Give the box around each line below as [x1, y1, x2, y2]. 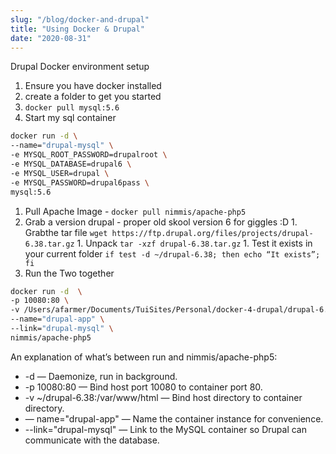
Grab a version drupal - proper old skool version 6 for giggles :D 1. [24, 216, 298, 228]
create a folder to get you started [24, 91, 162, 103]
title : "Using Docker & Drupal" [10, 24, 145, 34]
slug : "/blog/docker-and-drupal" [10, 14, 150, 25]
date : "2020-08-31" [10, 33, 92, 43]
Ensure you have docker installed [24, 80, 162, 92]
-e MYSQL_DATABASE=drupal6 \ [10, 159, 132, 169]
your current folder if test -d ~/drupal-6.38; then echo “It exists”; [24, 247, 321, 260]
